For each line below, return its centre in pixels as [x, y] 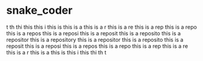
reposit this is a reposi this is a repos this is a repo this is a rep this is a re [97, 46]
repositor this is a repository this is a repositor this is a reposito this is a [95, 39]
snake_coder [39, 10]
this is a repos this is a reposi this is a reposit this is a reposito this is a [94, 33]
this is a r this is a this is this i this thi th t [56, 52]
